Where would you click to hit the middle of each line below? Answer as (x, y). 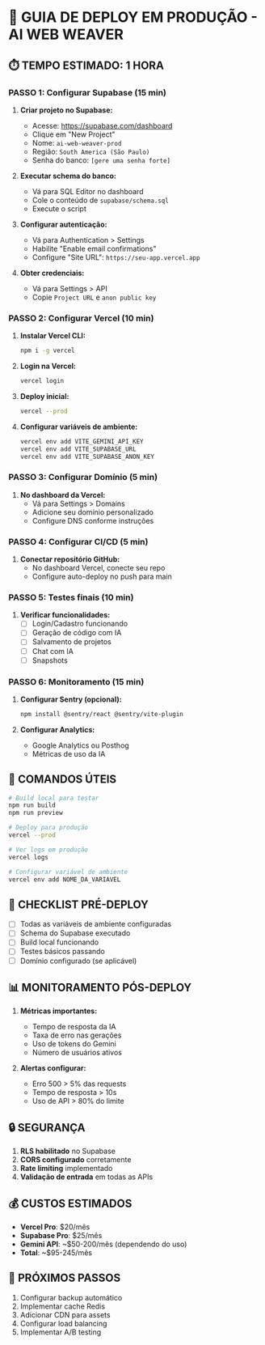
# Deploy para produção (48, 828)
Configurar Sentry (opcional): (71, 699)
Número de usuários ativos (77, 1053)
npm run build (32, 805)
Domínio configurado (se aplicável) (78, 961)
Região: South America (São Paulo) (91, 151)
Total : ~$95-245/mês (56, 1253)
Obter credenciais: (52, 273)
